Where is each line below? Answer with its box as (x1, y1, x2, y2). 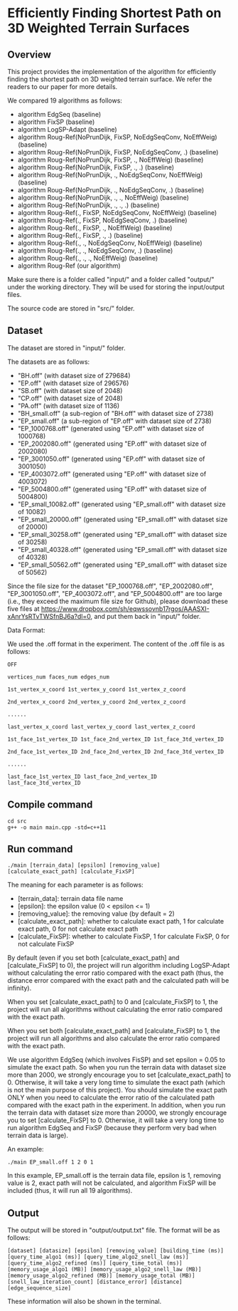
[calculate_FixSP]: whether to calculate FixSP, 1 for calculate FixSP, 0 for (17, 932, 229, 941)
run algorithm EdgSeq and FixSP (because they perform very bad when (7, 1124, 217, 1132)
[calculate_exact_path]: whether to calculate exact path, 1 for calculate (17, 917, 225, 926)
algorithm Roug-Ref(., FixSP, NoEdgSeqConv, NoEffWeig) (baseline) (17, 209, 217, 216)
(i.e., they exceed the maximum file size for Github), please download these (7, 597, 229, 605)
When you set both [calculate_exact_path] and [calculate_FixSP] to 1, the (7, 1027, 220, 1035)
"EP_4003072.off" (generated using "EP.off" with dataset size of (17, 469, 207, 478)
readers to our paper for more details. (7, 83, 118, 90)
